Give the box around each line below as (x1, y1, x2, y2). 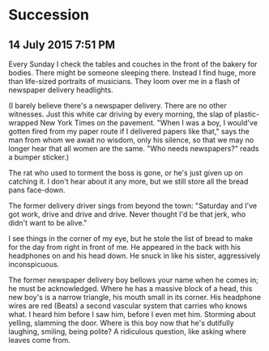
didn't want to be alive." (8, 218, 88, 227)
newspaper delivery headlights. (8, 85, 113, 95)
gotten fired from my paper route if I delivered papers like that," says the (8, 127, 250, 136)
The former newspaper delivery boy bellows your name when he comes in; (8, 275, 259, 285)
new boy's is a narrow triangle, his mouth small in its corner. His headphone (8, 293, 262, 302)
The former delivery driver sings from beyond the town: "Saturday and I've (8, 201, 258, 210)
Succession (8, 6, 89, 24)
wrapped (8, 118, 39, 127)
